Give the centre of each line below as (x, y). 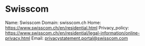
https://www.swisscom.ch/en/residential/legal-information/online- (72, 33)
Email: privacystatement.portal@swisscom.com (80, 38)
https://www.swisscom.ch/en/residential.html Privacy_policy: (67, 27)
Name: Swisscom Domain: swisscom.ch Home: (53, 23)
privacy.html (18, 38)
